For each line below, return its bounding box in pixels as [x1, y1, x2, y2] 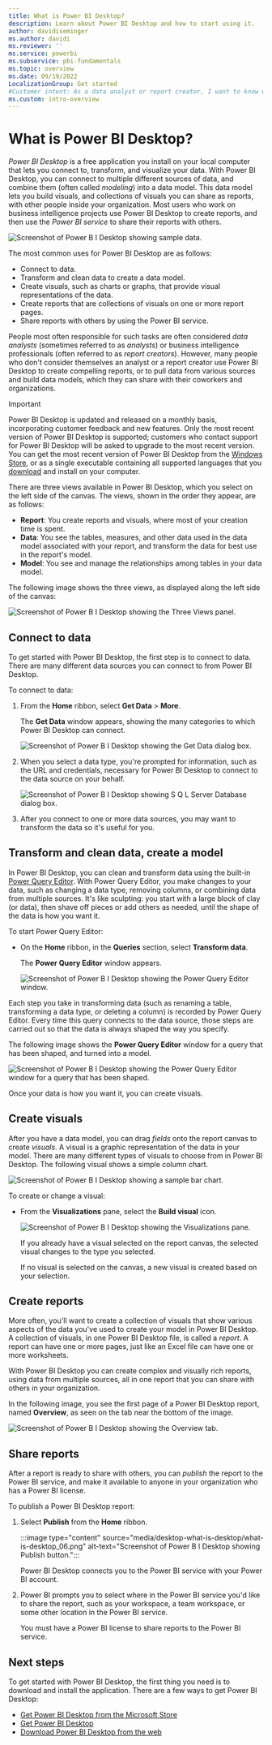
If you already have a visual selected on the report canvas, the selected [19, 1238, 259, 1247]
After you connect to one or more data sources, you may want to [19, 814, 236, 824]
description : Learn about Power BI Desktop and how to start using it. [8, 19, 255, 28]
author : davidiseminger [8, 27, 89, 35]
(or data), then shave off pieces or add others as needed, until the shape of [8, 902, 259, 911]
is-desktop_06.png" [19, 1541, 87, 1551]
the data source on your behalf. [19, 774, 125, 783]
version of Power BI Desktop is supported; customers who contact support [8, 432, 258, 442]
